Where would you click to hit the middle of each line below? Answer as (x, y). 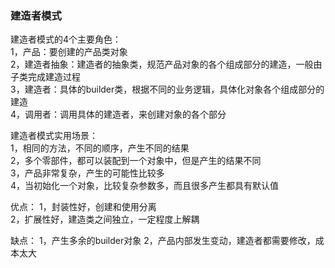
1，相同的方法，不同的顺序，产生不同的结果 (100, 148)
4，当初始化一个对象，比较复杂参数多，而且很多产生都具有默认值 (145, 186)
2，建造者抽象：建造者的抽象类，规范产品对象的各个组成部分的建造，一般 (162, 64)
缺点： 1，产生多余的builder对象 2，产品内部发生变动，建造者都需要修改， (163, 241)
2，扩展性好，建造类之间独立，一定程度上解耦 (105, 219)
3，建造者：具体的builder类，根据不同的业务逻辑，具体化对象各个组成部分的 (167, 89)
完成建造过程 (54, 77)
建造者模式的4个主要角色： (66, 39)
